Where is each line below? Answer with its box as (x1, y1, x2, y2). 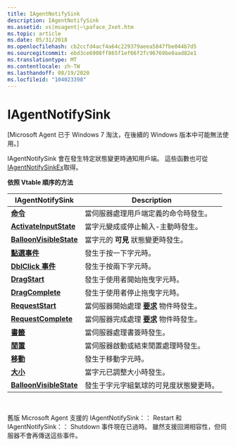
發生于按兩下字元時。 (84, 262, 156, 272)
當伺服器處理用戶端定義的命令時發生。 (84, 209, 212, 219)
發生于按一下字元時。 (84, 248, 156, 258)
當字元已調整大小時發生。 (84, 368, 170, 378)
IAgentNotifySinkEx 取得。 (7, 163, 82, 171)
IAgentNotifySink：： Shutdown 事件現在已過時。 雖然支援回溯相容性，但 (7, 423, 221, 431)
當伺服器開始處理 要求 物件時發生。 (84, 301, 202, 311)
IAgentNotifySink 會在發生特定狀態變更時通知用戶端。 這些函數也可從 (7, 155, 209, 163)
